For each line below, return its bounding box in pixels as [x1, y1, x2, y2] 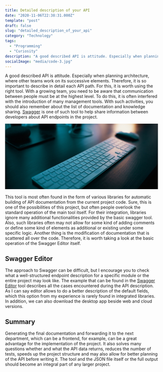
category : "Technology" [5, 33, 53, 38]
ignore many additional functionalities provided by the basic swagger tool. [5, 215, 153, 221]
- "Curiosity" [9, 49, 38, 53]
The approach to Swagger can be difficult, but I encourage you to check [5, 267, 149, 274]
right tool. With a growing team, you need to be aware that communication [5, 88, 154, 94]
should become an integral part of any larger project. [5, 361, 111, 367]
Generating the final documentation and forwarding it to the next [5, 330, 134, 337]
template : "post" [5, 18, 40, 23]
